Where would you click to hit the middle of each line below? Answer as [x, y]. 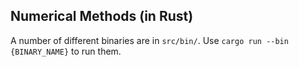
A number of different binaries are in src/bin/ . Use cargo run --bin [149, 40]
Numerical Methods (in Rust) [102, 16]
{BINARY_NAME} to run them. [66, 51]
